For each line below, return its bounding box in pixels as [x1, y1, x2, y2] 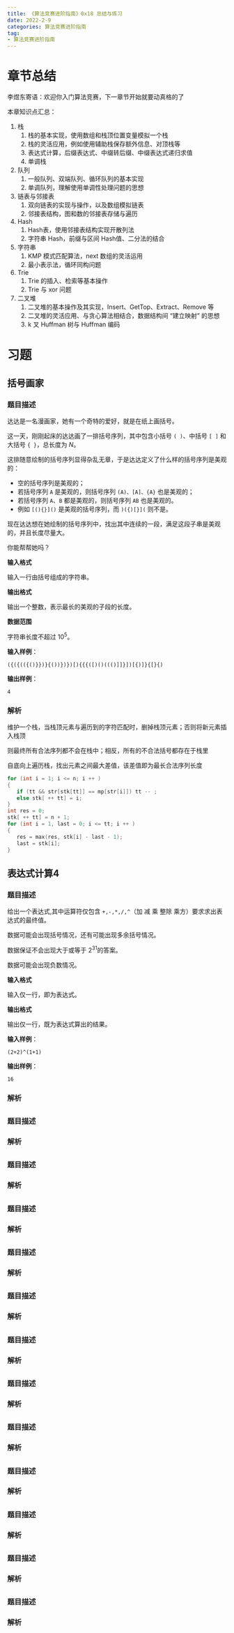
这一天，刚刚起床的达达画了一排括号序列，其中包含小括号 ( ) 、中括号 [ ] [7, 432, 219, 440]
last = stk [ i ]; [16, 840, 61, 847]
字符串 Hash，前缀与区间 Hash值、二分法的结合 [27, 234, 165, 243]
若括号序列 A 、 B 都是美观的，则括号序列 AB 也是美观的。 [17, 496, 178, 504]
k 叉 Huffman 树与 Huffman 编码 [27, 320, 120, 328]
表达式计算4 [7, 867, 60, 879]
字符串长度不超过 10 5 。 [7, 631, 74, 641]
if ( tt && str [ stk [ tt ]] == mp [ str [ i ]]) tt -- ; [16, 788, 157, 795]
